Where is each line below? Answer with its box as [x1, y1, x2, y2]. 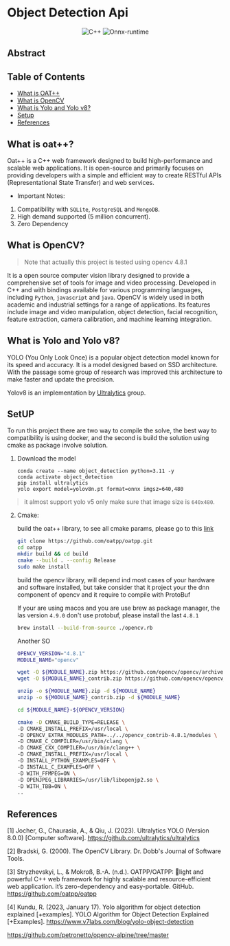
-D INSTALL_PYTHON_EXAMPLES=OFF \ [16, 758, 116, 764]
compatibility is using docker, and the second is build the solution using [7, 434, 209, 442]
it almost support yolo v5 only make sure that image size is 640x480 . [23, 498, 215, 506]
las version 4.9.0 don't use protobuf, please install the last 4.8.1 [16, 610, 199, 619]
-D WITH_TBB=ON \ [16, 782, 67, 790]
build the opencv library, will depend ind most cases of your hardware [16, 575, 215, 584]
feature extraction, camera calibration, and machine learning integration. [7, 315, 212, 323]
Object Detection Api [7, 5, 129, 21]
